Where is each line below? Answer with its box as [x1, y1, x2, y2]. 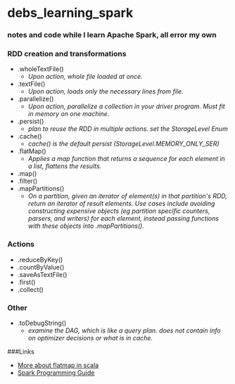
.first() [17, 278, 36, 286]
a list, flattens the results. [27, 162, 102, 170]
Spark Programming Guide [17, 369, 95, 377]
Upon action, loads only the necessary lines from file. [27, 87, 184, 96]
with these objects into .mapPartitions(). [27, 222, 144, 230]
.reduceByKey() [17, 255, 63, 264]
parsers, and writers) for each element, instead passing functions [27, 215, 220, 223]
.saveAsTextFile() [17, 270, 68, 279]
